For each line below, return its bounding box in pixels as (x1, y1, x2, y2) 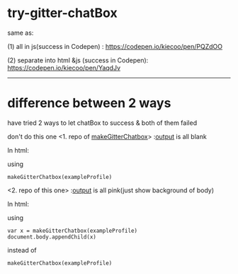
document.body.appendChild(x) (7, 233, 97, 241)
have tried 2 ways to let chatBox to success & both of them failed (7, 119, 197, 127)
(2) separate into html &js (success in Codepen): (7, 55, 149, 65)
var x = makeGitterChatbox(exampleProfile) (7, 227, 138, 234)
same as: (7, 28, 34, 37)
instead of (7, 246, 37, 254)
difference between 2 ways (7, 95, 171, 111)
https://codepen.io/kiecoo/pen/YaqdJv (7, 63, 121, 72)
